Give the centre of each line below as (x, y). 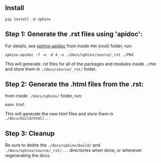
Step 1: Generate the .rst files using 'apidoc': (74, 34)
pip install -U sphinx (28, 19)
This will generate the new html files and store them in (59, 114)
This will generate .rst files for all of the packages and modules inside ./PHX (81, 64)
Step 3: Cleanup (30, 133)
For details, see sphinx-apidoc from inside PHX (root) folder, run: (69, 46)
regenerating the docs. (28, 156)
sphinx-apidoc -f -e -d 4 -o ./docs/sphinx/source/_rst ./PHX (69, 55)
